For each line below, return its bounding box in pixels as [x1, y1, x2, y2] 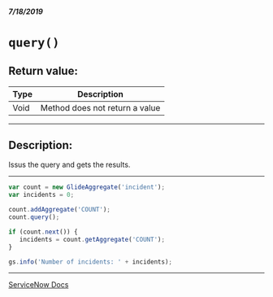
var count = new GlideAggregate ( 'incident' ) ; [8, 183, 165, 191]
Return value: [8, 64, 79, 78]
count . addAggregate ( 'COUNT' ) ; [8, 206, 111, 214]
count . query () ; [8, 213, 60, 221]
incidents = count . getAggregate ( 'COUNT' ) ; [19, 235, 165, 243]
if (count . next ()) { [8, 228, 79, 236]
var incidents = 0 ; [8, 191, 75, 199]
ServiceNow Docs [8, 280, 69, 290]
